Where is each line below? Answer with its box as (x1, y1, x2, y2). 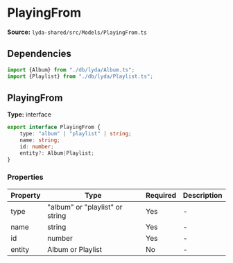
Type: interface (7, 110, 52, 119)
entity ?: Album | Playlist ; (19, 149, 95, 157)
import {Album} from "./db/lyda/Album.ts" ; (7, 66, 135, 74)
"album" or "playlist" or (47, 202, 123, 212)
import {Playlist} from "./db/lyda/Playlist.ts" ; (7, 73, 154, 80)
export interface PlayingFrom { (7, 124, 101, 131)
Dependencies (7, 48, 71, 60)
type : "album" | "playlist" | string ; (19, 130, 132, 137)
